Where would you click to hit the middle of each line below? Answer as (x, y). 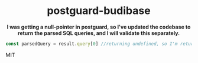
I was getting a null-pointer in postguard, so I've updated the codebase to (99, 27)
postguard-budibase (99, 11)
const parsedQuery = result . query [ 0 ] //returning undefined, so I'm (92, 44)
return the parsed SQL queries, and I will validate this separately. (99, 33)
